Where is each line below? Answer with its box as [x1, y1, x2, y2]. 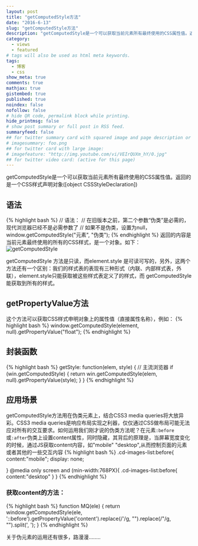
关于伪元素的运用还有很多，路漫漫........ [6, 533, 101, 540]
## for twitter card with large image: [6, 146, 104, 152]
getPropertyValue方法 [6, 298, 89, 308]
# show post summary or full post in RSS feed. [6, 124, 126, 130]
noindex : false [6, 101, 44, 108]
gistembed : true [6, 91, 46, 97]
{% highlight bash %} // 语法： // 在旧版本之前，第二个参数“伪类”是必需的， [6, 216, 190, 224]
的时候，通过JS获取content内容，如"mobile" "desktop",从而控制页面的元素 [6, 441, 187, 448]
